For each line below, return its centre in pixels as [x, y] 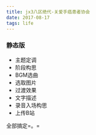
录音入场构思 [31, 105]
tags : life [20, 23]
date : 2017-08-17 [28, 18]
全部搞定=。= [23, 125]
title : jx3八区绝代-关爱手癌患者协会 [48, 12]
